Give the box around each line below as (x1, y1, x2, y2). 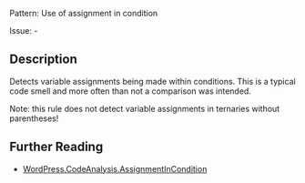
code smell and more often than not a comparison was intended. (9, 86, 252, 97)
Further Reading (9, 139, 104, 155)
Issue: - (9, 25, 38, 36)
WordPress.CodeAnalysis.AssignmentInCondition (22, 163, 208, 174)
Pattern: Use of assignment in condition (9, 8, 158, 18)
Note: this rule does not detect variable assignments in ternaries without (9, 103, 280, 114)
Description (9, 52, 77, 67)
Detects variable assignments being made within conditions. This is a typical (9, 76, 296, 86)
